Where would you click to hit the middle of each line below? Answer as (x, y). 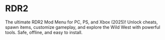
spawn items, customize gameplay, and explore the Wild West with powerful (83, 27)
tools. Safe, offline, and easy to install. (44, 32)
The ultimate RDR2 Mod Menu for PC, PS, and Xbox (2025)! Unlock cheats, (82, 22)
